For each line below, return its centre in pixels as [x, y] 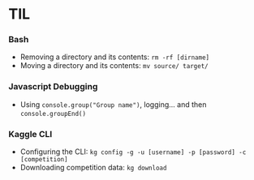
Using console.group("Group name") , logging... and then [113, 104]
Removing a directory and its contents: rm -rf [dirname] [114, 57]
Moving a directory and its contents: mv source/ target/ [114, 66]
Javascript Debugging [53, 87]
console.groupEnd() [53, 114]
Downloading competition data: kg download [93, 168]
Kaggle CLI [30, 134]
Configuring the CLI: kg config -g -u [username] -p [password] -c [133, 152]
